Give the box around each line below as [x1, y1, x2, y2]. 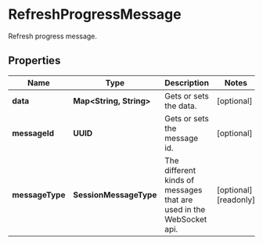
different [164, 164, 196, 175]
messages [164, 184, 203, 195]
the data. [164, 100, 197, 111]
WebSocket [164, 214, 207, 225]
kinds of [164, 175, 194, 186]
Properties [8, 54, 61, 67]
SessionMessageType [73, 189, 157, 200]
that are [164, 194, 193, 205]
